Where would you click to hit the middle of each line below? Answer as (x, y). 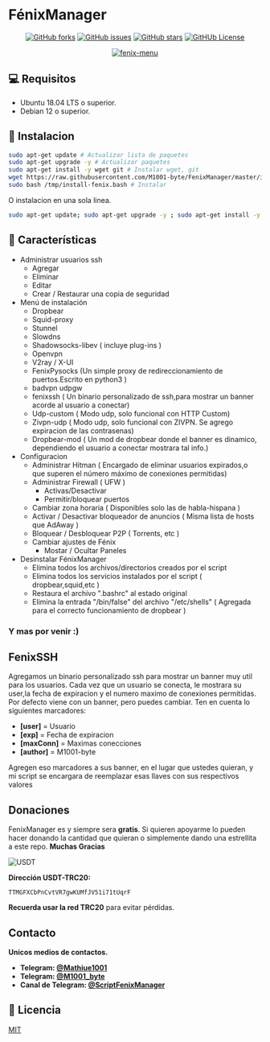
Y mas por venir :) (44, 631)
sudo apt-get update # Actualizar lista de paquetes (98, 155)
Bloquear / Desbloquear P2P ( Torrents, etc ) (106, 533)
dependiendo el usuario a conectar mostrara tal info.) (120, 448)
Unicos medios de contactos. (58, 952)
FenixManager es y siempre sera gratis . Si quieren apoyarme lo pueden (127, 829)
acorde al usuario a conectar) (81, 405)
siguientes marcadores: (47, 711)
